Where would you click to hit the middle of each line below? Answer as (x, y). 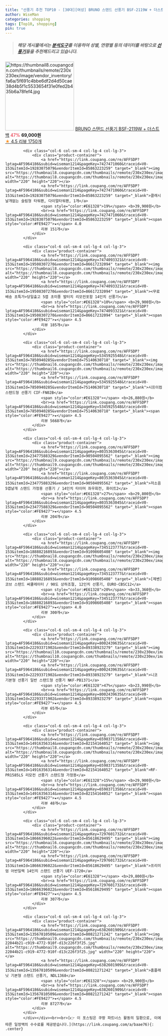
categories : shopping (28, 19)
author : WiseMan (22, 15)
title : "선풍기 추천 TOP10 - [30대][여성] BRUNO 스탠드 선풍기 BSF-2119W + (78, 10)
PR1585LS (14, 775)
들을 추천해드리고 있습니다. (52, 51)
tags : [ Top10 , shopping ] (31, 24)
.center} (14, 1029)
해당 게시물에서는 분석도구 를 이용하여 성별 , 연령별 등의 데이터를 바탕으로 (87, 45)
